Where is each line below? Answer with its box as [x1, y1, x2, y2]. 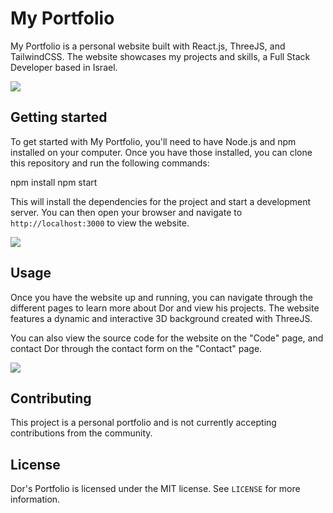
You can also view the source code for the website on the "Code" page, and [10, 332, 324, 344]
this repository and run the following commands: [10, 157, 210, 169]
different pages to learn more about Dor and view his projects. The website [10, 302, 320, 314]
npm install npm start [10, 176, 98, 188]
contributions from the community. [10, 427, 153, 439]
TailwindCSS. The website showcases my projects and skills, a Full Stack [10, 50, 311, 62]
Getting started [10, 109, 108, 126]
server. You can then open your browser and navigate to [10, 206, 243, 218]
